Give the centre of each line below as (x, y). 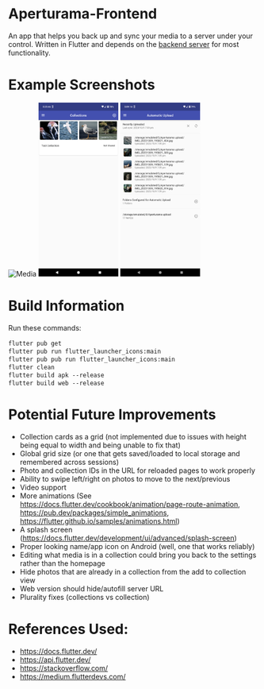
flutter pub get (35, 343)
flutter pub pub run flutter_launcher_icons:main (92, 359)
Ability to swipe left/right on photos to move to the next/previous (125, 478)
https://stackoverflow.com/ (64, 668)
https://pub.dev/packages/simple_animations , (94, 513)
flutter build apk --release (56, 375)
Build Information (67, 306)
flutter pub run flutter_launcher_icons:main (84, 351)
